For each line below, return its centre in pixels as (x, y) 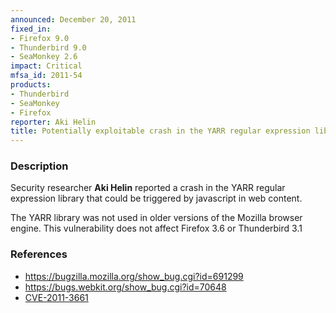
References (39, 254)
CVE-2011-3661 (56, 297)
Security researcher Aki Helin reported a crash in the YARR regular (148, 188)
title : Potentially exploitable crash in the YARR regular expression (160, 131)
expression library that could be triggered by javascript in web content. (156, 198)
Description (39, 166)
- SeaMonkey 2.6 (44, 57)
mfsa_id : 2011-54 (46, 76)
